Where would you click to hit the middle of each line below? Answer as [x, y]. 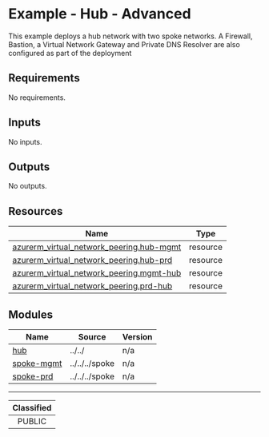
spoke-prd [33, 376]
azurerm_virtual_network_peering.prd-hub [92, 286]
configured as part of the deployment [70, 53]
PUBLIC [32, 421]
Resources [36, 211]
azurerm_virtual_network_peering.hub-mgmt [97, 247]
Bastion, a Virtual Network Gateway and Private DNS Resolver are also [124, 44]
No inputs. [25, 141]
